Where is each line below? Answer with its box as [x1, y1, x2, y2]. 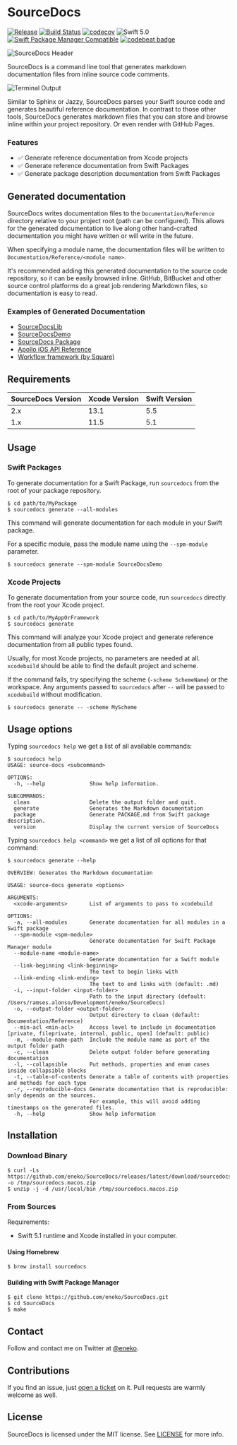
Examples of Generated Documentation [7, 307, 146, 316]
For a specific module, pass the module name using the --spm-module [7, 540, 208, 548]
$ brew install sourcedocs [7, 1263, 87, 1271]
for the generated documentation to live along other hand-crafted [7, 224, 197, 233]
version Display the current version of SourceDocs [13, 823, 219, 831]
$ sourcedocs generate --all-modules [7, 506, 119, 513]
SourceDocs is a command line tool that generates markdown [7, 62, 187, 71]
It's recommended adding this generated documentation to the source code [7, 266, 228, 275]
